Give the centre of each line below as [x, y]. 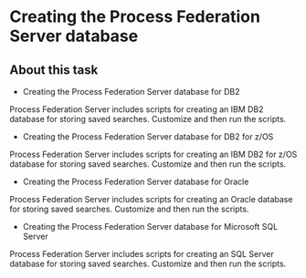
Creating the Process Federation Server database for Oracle [136, 181]
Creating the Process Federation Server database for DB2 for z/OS [148, 137]
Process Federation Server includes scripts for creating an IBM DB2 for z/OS [153, 154]
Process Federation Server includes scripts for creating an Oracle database [151, 199]
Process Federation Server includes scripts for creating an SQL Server [142, 254]
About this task [54, 70]
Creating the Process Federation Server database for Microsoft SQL [150, 227]
